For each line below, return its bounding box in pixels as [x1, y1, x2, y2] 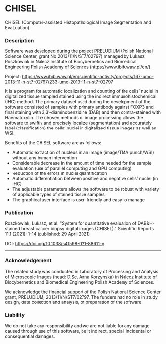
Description [5, 37, 34, 43]
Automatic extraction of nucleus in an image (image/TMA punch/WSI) [12, 149, 154, 156]
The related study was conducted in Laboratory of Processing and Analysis [5, 268, 159, 274]
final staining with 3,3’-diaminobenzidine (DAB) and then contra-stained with [5, 109, 161, 115]
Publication [5, 209, 33, 216]
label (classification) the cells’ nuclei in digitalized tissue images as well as [5, 125, 157, 131]
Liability [5, 311, 25, 318]
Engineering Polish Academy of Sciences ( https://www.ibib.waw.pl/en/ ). [5, 64, 152, 70]
